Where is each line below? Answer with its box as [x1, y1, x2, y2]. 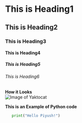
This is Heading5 [5, 61, 41, 67]
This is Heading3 [5, 38, 47, 45]
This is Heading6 [5, 74, 40, 80]
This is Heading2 [5, 23, 58, 31]
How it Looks [5, 89, 32, 94]
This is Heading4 [5, 50, 41, 56]
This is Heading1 [5, 3, 74, 15]
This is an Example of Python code [5, 103, 77, 109]
